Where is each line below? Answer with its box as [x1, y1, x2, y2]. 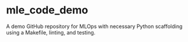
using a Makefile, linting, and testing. [6, 29, 96, 36]
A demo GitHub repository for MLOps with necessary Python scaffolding [6, 23, 183, 30]
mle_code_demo [6, 3, 89, 17]
